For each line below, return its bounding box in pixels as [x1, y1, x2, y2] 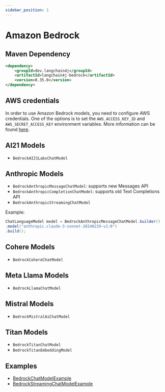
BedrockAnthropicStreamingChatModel [12, 200, 91, 205]
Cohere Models [5, 243, 55, 251]
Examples [5, 361, 37, 371]
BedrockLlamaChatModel [12, 286, 61, 291]
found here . [5, 126, 30, 132]
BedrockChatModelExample [12, 375, 72, 381]
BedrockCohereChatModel [12, 257, 64, 262]
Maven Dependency [5, 50, 71, 59]
